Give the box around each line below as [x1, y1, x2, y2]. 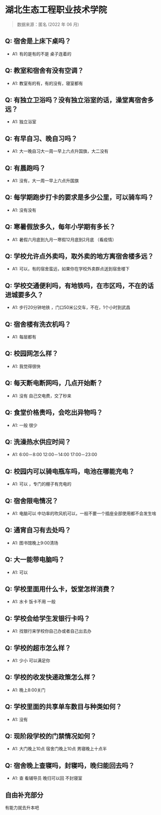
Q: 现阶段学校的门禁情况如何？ [5, 732, 97, 741]
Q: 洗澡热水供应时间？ [5, 438, 71, 446]
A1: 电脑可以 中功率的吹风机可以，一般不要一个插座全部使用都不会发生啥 [12, 510, 157, 516]
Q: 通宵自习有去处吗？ [5, 526, 71, 534]
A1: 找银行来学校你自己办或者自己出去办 [12, 628, 92, 634]
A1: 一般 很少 [12, 422, 38, 428]
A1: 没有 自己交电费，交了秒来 [12, 392, 72, 399]
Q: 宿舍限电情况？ [5, 496, 59, 505]
